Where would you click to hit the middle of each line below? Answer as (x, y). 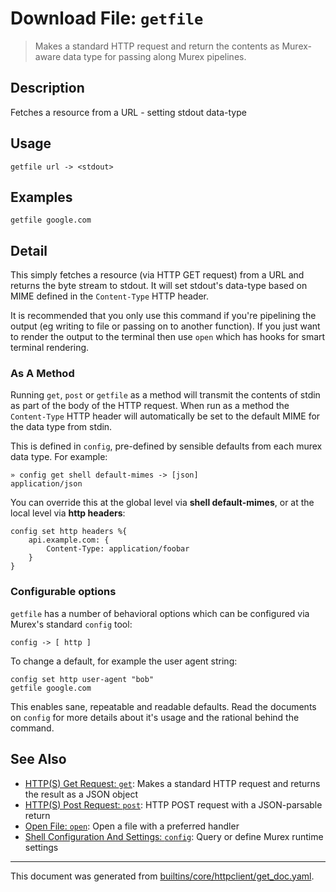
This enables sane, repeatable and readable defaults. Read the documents (163, 706)
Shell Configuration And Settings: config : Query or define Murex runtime (174, 836)
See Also (38, 759)
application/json (46, 484)
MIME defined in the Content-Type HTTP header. (110, 296)
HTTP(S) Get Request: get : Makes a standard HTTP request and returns (172, 783)
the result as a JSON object (81, 794)
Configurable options (63, 592)
